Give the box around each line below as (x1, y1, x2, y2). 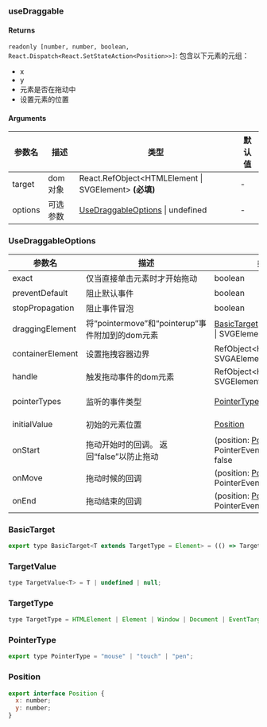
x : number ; (15, 697, 52, 705)
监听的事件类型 (86, 396, 142, 407)
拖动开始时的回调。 (86, 439, 158, 450)
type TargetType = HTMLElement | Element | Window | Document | (8, 616, 226, 624)
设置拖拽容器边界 (86, 348, 150, 360)
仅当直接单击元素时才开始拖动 (86, 273, 198, 284)
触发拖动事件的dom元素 (86, 371, 175, 383)
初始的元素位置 (86, 419, 142, 430)
